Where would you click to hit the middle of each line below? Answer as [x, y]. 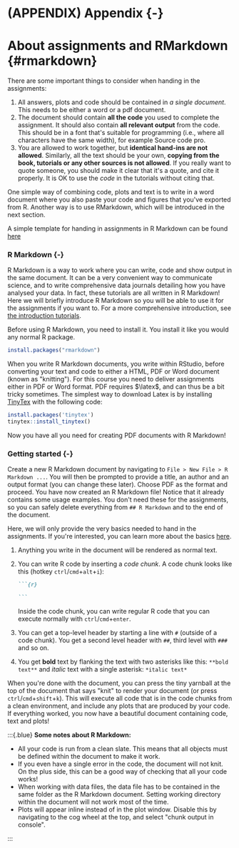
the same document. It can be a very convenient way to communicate [110, 278]
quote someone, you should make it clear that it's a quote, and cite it [118, 171]
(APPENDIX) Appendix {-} [86, 13]
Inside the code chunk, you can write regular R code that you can [114, 612]
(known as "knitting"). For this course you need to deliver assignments [111, 379]
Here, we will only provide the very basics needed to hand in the [102, 529]
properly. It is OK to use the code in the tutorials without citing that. [116, 178]
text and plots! [29, 721]
